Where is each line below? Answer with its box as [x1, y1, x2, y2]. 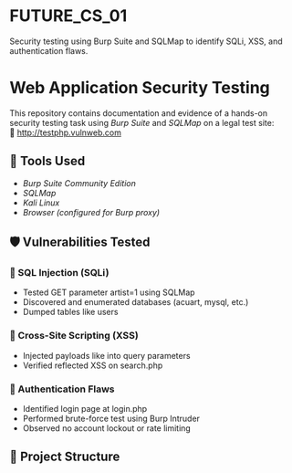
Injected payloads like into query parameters [22, 350, 191, 361]
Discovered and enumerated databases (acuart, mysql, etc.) [22, 297, 249, 308]
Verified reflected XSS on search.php [22, 360, 163, 371]
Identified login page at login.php [22, 403, 148, 414]
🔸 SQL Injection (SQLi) [9, 267, 109, 279]
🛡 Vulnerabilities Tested [9, 235, 151, 250]
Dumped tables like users [22, 307, 119, 318]
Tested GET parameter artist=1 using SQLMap [22, 287, 195, 298]
